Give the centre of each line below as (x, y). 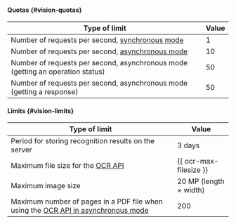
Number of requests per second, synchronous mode (97, 40)
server (22, 150)
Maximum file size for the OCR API (67, 166)
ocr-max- (202, 162)
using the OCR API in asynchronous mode (80, 211)
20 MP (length (201, 181)
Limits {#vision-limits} (41, 111)
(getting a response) (45, 92)
